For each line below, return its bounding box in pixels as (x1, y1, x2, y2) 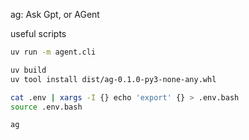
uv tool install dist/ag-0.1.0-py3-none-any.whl (10, 74, 217, 84)
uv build (10, 65, 47, 75)
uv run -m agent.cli (10, 47, 97, 57)
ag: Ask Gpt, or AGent (10, 9, 100, 20)
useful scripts (10, 28, 67, 39)
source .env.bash (10, 102, 83, 112)
